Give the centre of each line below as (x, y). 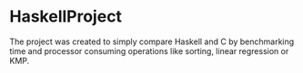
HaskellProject (66, 17)
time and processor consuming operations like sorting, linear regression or (149, 50)
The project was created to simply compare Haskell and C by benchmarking (152, 41)
